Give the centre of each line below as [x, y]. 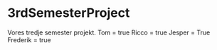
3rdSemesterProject [69, 13]
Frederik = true [29, 39]
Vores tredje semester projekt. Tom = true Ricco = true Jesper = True [109, 32]
